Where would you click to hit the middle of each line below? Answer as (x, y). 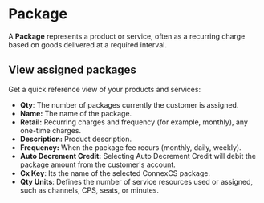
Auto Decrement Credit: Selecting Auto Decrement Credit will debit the (138, 156)
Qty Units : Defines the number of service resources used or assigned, (136, 181)
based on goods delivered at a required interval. (87, 44)
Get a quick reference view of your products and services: (105, 89)
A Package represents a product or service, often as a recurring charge (127, 36)
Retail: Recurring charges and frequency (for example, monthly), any (134, 122)
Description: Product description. (76, 139)
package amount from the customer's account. (98, 164)
